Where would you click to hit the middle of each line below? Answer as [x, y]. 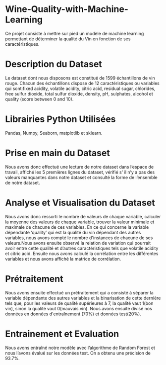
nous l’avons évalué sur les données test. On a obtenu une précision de [78, 353]
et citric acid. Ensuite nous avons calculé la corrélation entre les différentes [82, 253]
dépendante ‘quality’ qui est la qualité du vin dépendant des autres [73, 232]
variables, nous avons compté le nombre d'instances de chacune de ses [79, 238]
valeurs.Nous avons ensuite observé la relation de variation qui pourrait [78, 243]
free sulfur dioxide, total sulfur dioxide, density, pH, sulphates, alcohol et [79, 93]
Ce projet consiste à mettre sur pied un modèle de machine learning [75, 33]
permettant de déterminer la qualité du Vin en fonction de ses [68, 39]
